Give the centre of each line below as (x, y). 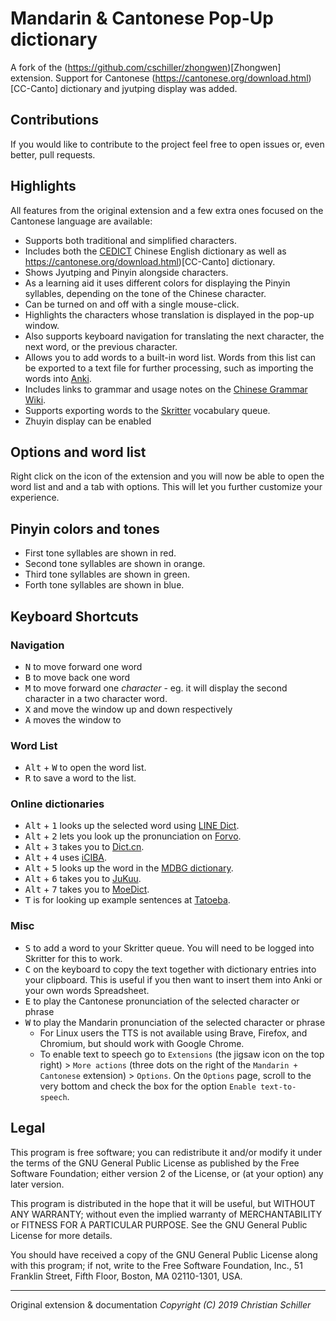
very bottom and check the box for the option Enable (148, 1086)
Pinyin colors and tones (85, 528)
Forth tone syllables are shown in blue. (104, 585)
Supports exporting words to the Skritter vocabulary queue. (147, 410)
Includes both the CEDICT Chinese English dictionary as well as (155, 251)
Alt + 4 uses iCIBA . (66, 858)
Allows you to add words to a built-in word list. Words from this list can (170, 357)
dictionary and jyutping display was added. (149, 88)
